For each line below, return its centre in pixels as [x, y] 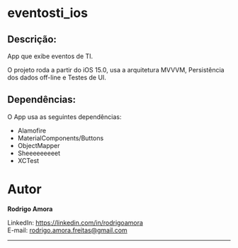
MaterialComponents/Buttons [61, 138]
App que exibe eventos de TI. [50, 56]
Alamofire [32, 130]
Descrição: [32, 39]
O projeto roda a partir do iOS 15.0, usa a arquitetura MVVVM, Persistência [116, 70]
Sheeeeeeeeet [39, 153]
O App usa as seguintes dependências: [64, 117]
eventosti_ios [48, 13]
